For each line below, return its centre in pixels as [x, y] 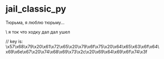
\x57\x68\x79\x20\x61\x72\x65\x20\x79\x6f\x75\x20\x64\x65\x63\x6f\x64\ [82, 46]
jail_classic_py [36, 9]
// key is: [14, 41]
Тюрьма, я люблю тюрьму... [35, 22]
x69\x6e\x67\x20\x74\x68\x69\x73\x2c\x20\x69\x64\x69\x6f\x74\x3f [77, 52]
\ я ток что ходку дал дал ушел [38, 32]
